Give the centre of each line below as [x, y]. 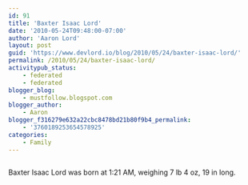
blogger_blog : [32, 90]
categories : [28, 135]
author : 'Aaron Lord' [44, 38]
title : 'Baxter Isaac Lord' [55, 23]
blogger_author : [35, 105]
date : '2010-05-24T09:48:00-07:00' [68, 30]
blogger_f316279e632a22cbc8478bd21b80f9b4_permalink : [100, 120]
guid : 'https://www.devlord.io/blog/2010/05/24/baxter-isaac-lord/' [125, 53]
